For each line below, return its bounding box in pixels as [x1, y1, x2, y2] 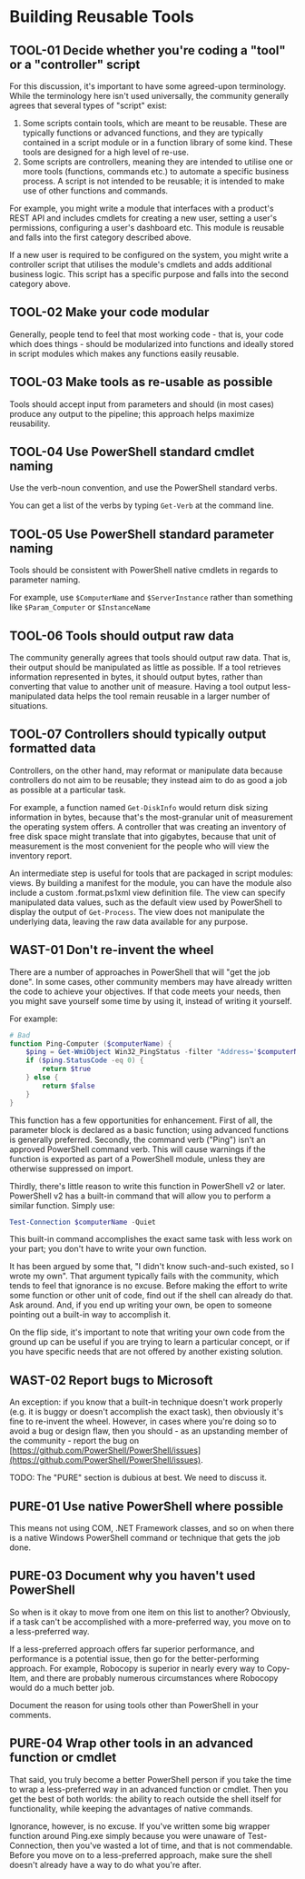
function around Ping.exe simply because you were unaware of [9, 1830, 246, 1841]
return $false [42, 1081, 95, 1090]
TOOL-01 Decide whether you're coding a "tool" [9, 43, 286, 58]
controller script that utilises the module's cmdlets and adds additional [9, 259, 272, 270]
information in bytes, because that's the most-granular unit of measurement [9, 811, 293, 822]
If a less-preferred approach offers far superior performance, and [9, 1643, 255, 1655]
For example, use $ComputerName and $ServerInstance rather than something [9, 592, 293, 603]
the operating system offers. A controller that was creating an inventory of [9, 820, 287, 832]
